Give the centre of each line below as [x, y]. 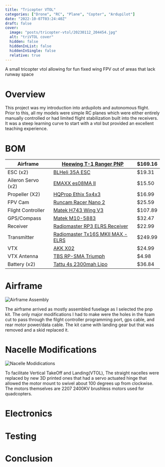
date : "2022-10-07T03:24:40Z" [36, 19]
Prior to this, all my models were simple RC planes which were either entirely [82, 113]
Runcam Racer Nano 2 [79, 203]
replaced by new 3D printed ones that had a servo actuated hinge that [76, 378]
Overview [25, 94]
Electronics [29, 414]
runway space [19, 75]
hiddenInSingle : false [33, 51]
